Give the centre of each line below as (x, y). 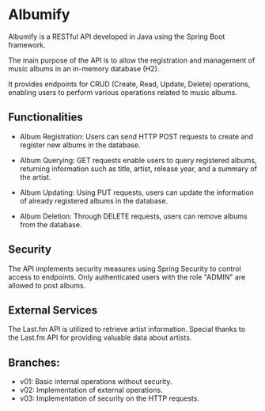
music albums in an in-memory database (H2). (84, 68)
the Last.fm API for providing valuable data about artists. (100, 337)
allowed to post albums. (47, 285)
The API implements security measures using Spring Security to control (125, 268)
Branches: (34, 362)
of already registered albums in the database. (94, 200)
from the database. (51, 224)
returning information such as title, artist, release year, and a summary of (138, 169)
